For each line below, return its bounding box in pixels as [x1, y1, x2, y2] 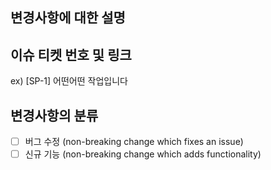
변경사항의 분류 [10, 107, 99, 124]
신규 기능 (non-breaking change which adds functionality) [24, 148, 262, 160]
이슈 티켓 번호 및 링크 [10, 46, 132, 63]
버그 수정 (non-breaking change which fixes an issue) [24, 136, 244, 148]
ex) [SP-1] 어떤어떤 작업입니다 [10, 75, 128, 87]
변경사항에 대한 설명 [10, 9, 126, 27]
